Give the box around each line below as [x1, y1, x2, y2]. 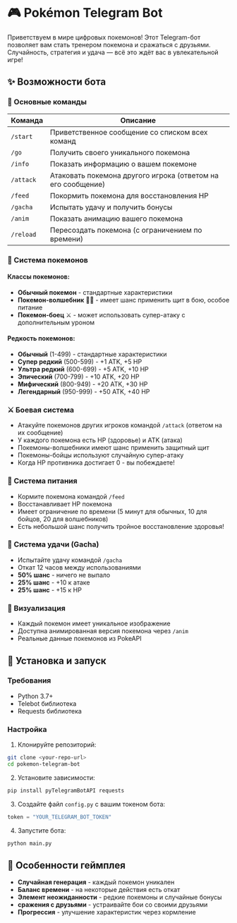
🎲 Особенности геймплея [7, 859, 126, 871]
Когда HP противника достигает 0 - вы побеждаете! [17, 458, 175, 467]
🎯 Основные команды [7, 97, 87, 107]
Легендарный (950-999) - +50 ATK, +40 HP [17, 387, 150, 396]
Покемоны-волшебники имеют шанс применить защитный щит [17, 444, 209, 452]
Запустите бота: [17, 826, 66, 835]
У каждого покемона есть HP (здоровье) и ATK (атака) [17, 436, 183, 444]
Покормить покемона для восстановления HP [49, 190, 209, 200]
